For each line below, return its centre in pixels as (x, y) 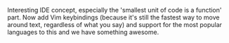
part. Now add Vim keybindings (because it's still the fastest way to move (113, 17)
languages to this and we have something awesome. (83, 32)
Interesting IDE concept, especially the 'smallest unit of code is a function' (115, 10)
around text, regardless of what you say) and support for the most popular (115, 25)
